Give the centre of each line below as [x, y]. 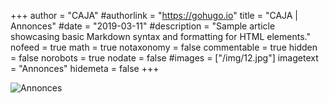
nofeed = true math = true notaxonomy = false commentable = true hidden [164, 47]
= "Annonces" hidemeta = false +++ [85, 68]
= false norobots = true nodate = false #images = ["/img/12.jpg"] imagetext [164, 58]
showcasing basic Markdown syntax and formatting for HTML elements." [160, 36]
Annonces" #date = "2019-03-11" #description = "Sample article [143, 26]
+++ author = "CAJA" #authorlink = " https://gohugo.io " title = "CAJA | [154, 15]
